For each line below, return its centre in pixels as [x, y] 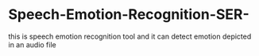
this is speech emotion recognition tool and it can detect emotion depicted [130, 36]
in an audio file [33, 44]
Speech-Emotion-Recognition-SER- [129, 15]
